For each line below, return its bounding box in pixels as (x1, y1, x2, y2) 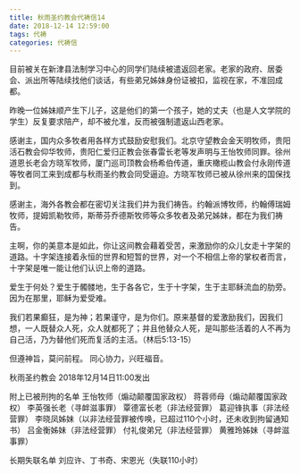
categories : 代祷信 (9, 38, 78, 47)
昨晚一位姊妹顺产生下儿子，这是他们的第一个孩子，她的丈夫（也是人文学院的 (9, 105, 291, 116)
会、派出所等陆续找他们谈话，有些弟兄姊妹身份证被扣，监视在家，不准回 (9, 75, 275, 86)
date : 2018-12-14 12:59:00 (9, 21, 110, 30)
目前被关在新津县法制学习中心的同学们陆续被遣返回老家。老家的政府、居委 (9, 63, 283, 74)
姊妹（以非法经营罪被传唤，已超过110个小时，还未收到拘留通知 (57, 413, 289, 425)
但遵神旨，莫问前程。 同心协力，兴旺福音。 (9, 353, 168, 364)
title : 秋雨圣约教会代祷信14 (9, 13, 105, 22)
